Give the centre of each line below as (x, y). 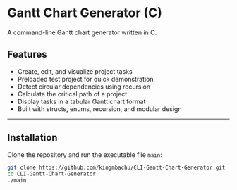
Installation (32, 138)
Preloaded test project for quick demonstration (85, 79)
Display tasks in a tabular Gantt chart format (81, 101)
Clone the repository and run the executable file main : (85, 154)
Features (27, 55)
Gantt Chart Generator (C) (85, 13)
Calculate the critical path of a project (72, 94)
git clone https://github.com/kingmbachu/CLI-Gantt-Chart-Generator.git (116, 167)
